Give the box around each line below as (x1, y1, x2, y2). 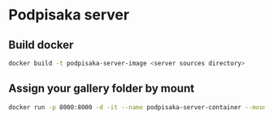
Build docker (8, 38, 74, 52)
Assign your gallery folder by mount (8, 82, 195, 96)
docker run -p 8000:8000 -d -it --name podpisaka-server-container (8, 103, 242, 111)
